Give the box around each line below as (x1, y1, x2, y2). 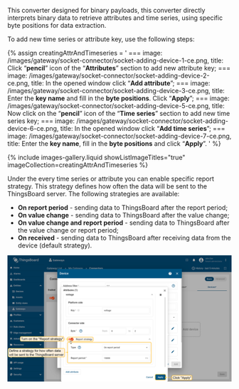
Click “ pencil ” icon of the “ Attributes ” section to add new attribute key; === (7, 64, 231, 72)
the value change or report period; (17, 226, 119, 234)
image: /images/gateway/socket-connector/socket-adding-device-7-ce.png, (7, 132, 232, 140)
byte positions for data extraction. (7, 21, 107, 29)
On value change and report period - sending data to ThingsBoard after (17, 218, 230, 227)
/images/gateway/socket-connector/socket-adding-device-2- (28, 71, 210, 80)
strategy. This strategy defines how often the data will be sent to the (7, 182, 208, 191)
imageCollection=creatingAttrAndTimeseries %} (7, 161, 148, 169)
